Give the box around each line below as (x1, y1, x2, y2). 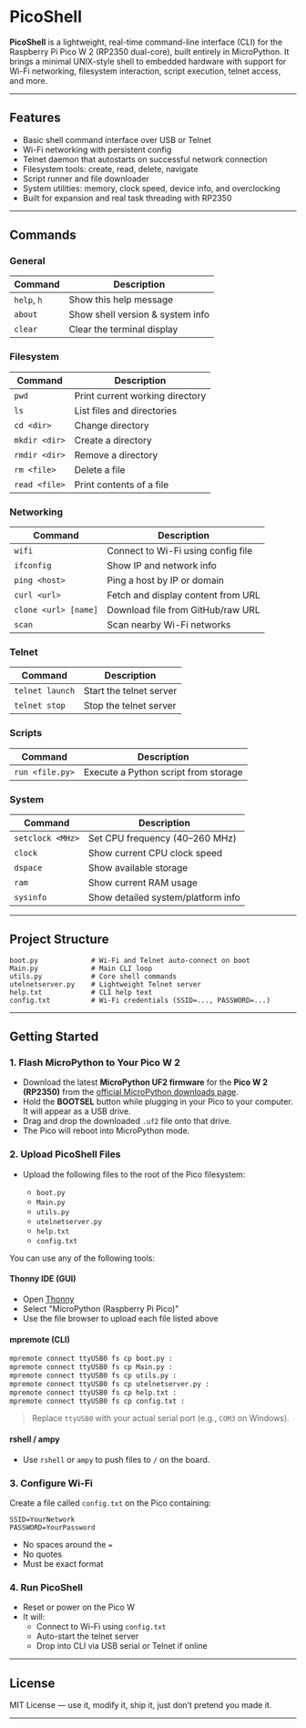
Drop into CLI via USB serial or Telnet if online (36, 1641, 208, 1651)
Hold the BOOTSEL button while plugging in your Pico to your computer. (22, 1096, 293, 1108)
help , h (14, 293, 43, 306)
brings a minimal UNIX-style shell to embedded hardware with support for (9, 56, 287, 66)
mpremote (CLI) (9, 1334, 71, 1345)
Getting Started (9, 1029, 99, 1045)
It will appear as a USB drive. (22, 1106, 131, 1117)
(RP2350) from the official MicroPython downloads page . (22, 1087, 239, 1098)
